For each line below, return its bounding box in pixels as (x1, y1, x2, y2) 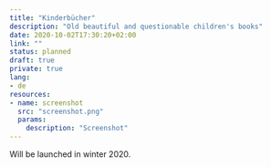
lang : (9, 73, 30, 82)
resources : (9, 89, 51, 99)
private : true (9, 65, 64, 74)
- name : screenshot (9, 98, 84, 108)
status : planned (9, 47, 71, 57)
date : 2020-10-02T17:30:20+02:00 (9, 30, 137, 39)
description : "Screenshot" (26, 124, 129, 133)
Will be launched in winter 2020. (9, 149, 131, 160)
